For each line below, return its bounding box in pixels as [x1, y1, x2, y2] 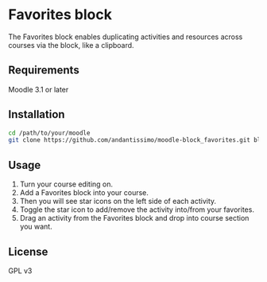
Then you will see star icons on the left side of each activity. [19, 197, 217, 206]
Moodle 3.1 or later [8, 84, 69, 94]
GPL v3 [8, 265, 33, 276]
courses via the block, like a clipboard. [8, 40, 134, 49]
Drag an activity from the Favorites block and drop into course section [19, 213, 250, 223]
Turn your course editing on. [19, 179, 114, 189]
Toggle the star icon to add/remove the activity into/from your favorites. [19, 205, 254, 214]
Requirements [8, 64, 79, 77]
